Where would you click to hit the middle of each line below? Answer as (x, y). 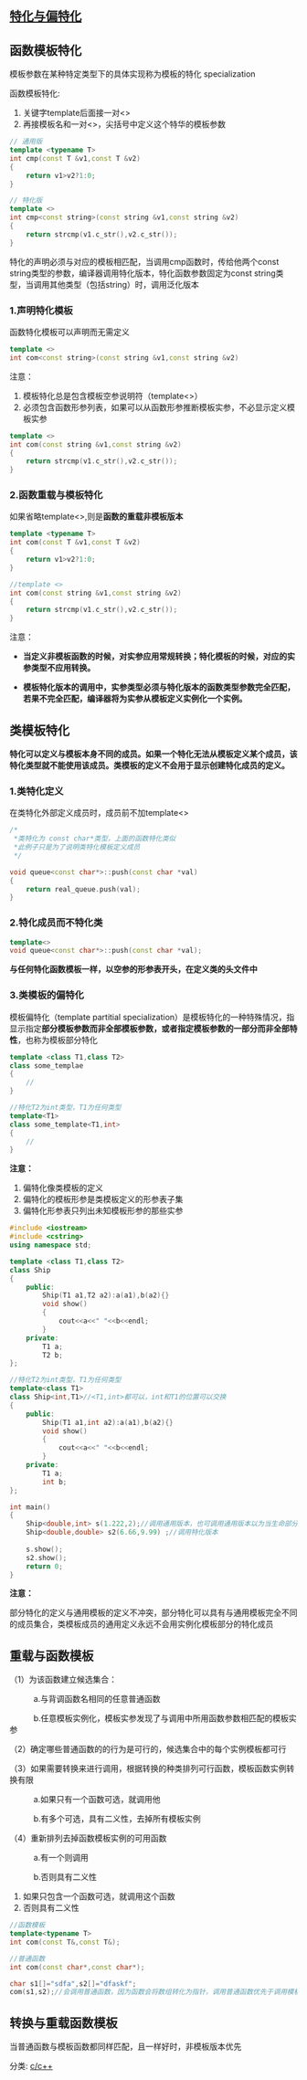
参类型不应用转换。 (59, 668)
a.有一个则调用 (61, 1858)
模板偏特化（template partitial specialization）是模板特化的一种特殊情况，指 (152, 1017)
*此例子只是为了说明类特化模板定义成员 (77, 848)
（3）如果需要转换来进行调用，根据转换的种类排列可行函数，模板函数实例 (148, 1769)
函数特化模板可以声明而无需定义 (69, 332)
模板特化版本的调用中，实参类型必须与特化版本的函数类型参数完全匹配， (159, 687)
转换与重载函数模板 (64, 2023)
